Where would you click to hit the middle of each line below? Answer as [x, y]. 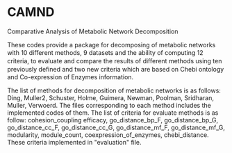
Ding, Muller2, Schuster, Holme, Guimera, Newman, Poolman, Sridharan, [110, 97]
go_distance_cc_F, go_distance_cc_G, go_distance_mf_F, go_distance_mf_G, [116, 127]
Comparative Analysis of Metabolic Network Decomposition [93, 31]
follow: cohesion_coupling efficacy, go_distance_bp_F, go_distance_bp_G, [113, 120]
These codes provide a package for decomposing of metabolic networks [111, 45]
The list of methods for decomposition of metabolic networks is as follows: [114, 90]
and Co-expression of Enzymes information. [71, 76]
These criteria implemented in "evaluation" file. [74, 142]
